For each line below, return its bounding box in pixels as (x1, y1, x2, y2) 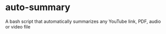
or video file (5, 23, 31, 29)
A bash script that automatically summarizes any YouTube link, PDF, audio (5, 18, 161, 24)
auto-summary (5, 2, 70, 13)
